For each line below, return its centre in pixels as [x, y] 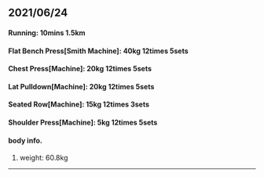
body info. [26, 140]
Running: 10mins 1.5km [47, 33]
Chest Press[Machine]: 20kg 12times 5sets [80, 69]
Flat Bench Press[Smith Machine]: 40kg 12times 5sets [98, 51]
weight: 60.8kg [44, 158]
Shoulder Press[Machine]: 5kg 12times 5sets [83, 122]
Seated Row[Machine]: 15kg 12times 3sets [79, 104]
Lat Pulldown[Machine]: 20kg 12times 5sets [81, 86]
